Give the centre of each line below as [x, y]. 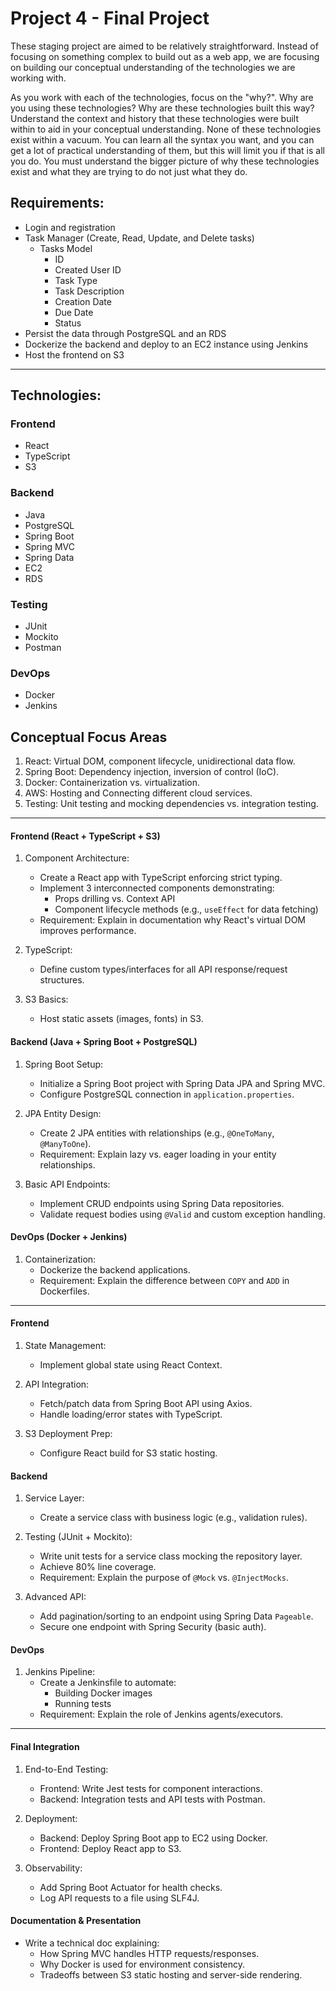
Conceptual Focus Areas [89, 737]
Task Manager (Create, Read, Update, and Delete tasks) [139, 238]
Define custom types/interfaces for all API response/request [163, 969]
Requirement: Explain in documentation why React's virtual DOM [173, 920]
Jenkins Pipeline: [60, 1672]
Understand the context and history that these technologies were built [155, 118]
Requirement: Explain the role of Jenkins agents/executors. [161, 1714]
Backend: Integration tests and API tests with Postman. [152, 1799]
